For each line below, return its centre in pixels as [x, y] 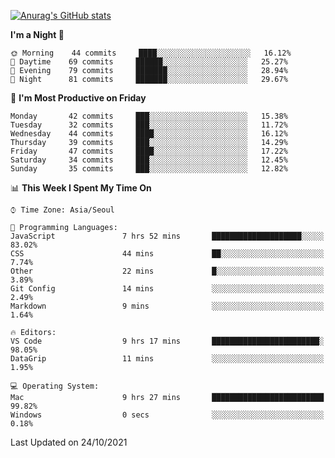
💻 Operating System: [55, 386]
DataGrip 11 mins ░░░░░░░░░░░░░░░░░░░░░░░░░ [167, 359]
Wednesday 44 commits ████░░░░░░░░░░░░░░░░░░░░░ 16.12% [149, 134]
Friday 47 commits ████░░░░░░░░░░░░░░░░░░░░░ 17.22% [149, 151]
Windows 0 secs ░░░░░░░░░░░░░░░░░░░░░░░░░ [167, 415]
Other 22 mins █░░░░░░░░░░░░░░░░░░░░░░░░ [167, 271]
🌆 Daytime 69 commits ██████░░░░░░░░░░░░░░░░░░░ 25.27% [149, 62]
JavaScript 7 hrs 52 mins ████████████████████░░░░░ [167, 236]
